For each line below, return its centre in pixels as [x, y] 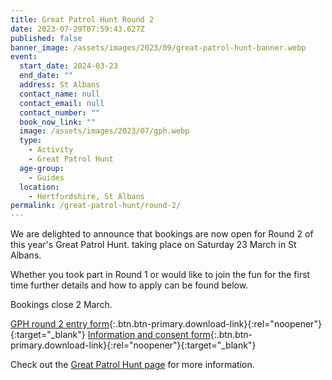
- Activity [51, 150]
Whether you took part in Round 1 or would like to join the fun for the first [160, 275]
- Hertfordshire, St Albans [86, 196]
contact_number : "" [60, 112]
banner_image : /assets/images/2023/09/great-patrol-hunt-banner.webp [158, 47]
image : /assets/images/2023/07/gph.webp [104, 131]
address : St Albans [60, 85]
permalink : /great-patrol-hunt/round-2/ [96, 206]
